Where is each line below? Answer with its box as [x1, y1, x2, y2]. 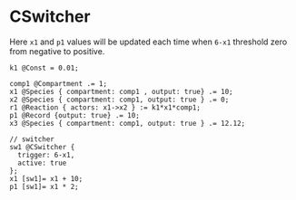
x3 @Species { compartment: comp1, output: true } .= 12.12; [9, 119, 246, 128]
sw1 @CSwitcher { [9, 142, 75, 151]
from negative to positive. [9, 45, 105, 56]
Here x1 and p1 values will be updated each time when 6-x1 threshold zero [9, 36, 288, 47]
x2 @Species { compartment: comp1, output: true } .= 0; [9, 95, 230, 104]
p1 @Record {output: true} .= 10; [9, 110, 141, 119]
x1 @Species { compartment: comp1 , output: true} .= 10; [9, 87, 233, 96]
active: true [17, 158, 67, 167]
